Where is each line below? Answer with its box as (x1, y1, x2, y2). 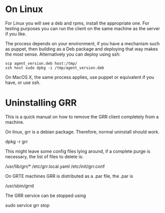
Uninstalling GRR (5, 97, 77, 109)
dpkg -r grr (5, 138, 29, 144)
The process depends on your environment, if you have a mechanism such (5, 40, 160, 46)
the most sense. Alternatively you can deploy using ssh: (5, 51, 121, 57)
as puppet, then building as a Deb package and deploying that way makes (5, 46, 158, 52)
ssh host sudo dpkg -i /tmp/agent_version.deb (5, 65, 104, 70)
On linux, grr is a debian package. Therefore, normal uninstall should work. (5, 129, 159, 135)
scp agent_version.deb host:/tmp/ (5, 61, 78, 66)
